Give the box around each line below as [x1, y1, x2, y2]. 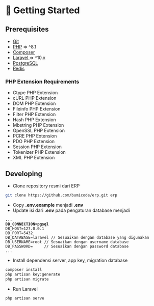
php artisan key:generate [5, 272, 60, 277]
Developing [5, 169, 42, 178]
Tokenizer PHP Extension [12, 149, 66, 155]
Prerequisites [5, 25, 49, 34]
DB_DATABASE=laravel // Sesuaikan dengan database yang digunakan [5, 235, 149, 240]
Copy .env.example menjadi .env [12, 202, 84, 208]
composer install [5, 267, 42, 272]
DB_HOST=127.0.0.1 [5, 226, 44, 231]
